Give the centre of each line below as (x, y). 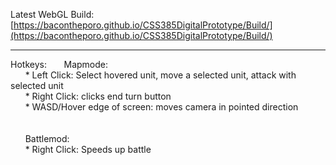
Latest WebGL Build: (52, 14)
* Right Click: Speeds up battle (88, 149)
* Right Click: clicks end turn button (98, 96)
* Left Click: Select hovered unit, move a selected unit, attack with (160, 75)
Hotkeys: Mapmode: (59, 64)
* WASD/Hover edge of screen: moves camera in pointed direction (161, 107)
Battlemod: (47, 138)
